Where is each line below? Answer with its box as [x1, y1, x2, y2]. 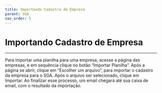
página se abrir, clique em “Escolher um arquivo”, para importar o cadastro [5, 67, 153, 73]
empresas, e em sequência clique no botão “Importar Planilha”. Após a [5, 62, 145, 68]
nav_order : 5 [5, 16, 31, 21]
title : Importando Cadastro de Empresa [5, 7, 85, 12]
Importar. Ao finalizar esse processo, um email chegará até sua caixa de [5, 78, 148, 83]
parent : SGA [5, 12, 29, 16]
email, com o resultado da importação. [5, 83, 82, 89]
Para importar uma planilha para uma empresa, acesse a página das [5, 57, 140, 63]
